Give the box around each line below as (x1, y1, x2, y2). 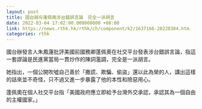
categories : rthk (6, 31, 50, 37)
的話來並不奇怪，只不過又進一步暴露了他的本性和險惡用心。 (6, 76, 154, 83)
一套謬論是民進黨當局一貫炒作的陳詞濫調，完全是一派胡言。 (6, 56, 154, 63)
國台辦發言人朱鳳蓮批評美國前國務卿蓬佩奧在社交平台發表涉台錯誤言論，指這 (6, 49, 196, 56)
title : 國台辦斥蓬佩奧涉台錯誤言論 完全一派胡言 (6, 14, 115, 20)
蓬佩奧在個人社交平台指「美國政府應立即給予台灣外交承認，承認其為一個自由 (6, 89, 196, 96)
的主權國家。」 (6, 96, 41, 104)
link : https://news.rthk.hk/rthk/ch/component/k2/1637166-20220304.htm (6, 25, 189, 32)
